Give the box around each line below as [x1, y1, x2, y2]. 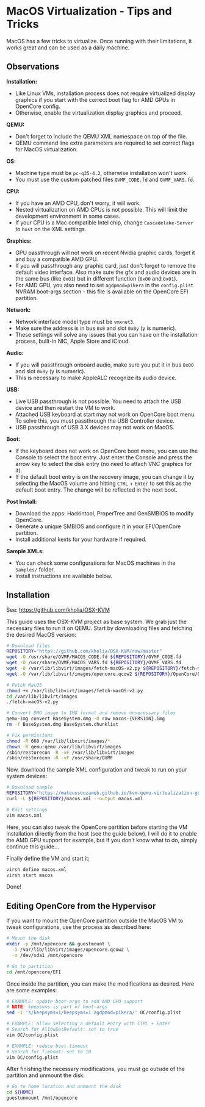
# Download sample [6, 784, 53, 790]
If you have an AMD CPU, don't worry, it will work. [15, 199, 142, 207]
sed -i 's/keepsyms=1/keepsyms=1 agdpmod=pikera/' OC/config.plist [6, 1009, 182, 1016]
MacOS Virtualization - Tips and [6, 4, 172, 18]
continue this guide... [6, 843, 59, 850]
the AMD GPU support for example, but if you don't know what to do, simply [6, 836, 198, 844]
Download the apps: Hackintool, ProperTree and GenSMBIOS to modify [15, 509, 194, 517]
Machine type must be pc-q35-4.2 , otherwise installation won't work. [15, 169, 188, 176]
